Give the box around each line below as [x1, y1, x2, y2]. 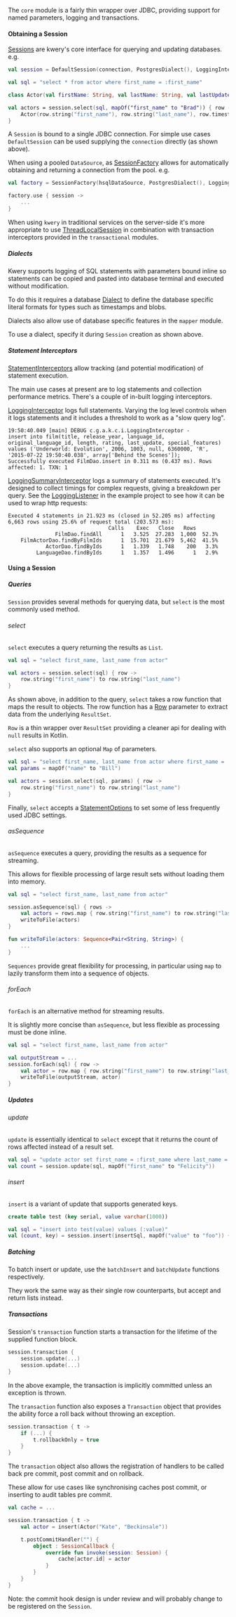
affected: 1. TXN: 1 [8, 464, 69, 471]
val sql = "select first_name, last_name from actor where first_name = [8, 758, 225, 765]
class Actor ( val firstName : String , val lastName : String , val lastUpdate [8, 91, 231, 98]
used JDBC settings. [8, 811, 67, 819]
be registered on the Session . [8, 1602, 92, 1610]
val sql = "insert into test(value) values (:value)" [8, 1226, 169, 1233]
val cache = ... [8, 1504, 55, 1512]
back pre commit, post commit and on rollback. [8, 1469, 144, 1478]
